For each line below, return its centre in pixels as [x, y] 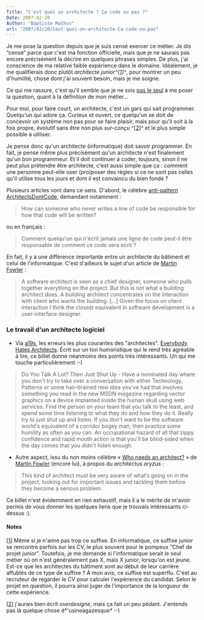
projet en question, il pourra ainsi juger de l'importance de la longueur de [98, 585]
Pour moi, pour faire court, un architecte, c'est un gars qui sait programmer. [101, 109]
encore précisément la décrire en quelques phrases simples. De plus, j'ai [97, 59]
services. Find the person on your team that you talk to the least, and [107, 406]
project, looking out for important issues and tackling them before [103, 482]
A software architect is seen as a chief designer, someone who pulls [107, 282]
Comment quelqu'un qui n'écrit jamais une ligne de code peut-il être [107, 239]
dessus [15, 513]
